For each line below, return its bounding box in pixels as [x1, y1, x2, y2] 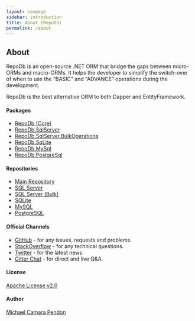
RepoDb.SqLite [14, 139, 51, 146]
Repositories [6, 165, 38, 172]
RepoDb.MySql [14, 145, 51, 152]
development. [6, 82, 40, 89]
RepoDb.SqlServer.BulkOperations [14, 133, 99, 140]
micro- [173, 63, 189, 70]
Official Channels [6, 223, 50, 230]
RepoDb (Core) [14, 120, 52, 127]
